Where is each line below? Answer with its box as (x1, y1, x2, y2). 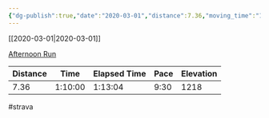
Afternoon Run (8, 49, 57, 58)
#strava (8, 101, 34, 112)
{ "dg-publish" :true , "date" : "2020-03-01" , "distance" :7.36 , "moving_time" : (8, 11, 256, 20)
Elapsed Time (93, 68, 147, 79)
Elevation (181, 68, 218, 79)
